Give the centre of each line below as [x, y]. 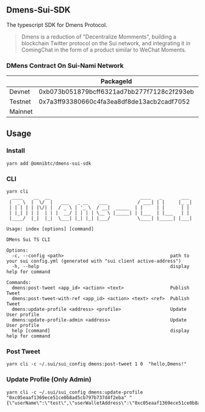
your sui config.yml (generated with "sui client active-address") [94, 261]
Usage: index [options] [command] [50, 229]
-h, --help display [101, 267]
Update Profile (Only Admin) [49, 380]
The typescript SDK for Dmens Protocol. [57, 24]
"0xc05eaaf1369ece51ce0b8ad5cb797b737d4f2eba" [67, 397]
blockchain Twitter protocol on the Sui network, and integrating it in [106, 43]
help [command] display [101, 331]
